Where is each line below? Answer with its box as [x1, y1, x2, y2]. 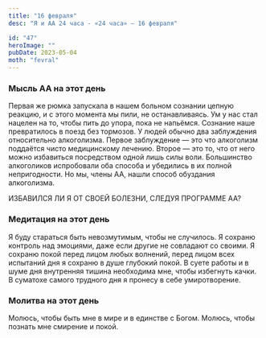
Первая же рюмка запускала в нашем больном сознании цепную [8, 101, 235, 111]
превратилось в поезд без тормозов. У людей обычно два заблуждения [8, 126, 257, 137]
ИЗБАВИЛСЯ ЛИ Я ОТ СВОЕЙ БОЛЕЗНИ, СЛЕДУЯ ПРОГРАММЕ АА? [8, 194, 242, 204]
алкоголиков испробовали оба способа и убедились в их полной [8, 161, 232, 171]
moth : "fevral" [8, 56, 59, 64]
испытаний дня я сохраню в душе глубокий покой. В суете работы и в [8, 258, 249, 267]
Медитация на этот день [8, 214, 110, 225]
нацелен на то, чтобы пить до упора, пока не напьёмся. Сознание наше [8, 118, 256, 128]
